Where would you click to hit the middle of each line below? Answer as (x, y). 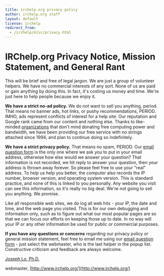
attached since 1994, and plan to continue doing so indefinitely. (69, 137)
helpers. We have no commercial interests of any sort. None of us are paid (80, 86)
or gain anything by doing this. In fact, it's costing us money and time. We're (82, 91)
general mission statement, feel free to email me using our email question (79, 239)
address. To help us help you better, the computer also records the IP (75, 173)
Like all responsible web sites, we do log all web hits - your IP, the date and (81, 203)
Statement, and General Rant (65, 67)
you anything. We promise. (32, 193)
